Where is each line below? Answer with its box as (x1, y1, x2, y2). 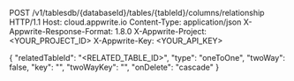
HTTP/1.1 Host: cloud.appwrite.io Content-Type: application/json (9, 17, 242, 27)
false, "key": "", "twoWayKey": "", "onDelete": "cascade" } (9, 62, 219, 72)
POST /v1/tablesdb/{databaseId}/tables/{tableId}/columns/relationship (9, 8, 265, 18)
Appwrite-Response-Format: (9, 26, 113, 36)
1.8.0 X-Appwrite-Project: (114, 26, 207, 36)
